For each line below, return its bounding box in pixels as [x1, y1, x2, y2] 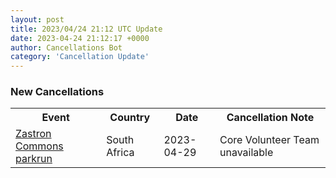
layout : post [10, 14, 65, 25]
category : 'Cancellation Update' [10, 52, 150, 62]
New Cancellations [10, 85, 105, 99]
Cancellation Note [226, 111, 315, 125]
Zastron [15, 127, 52, 141]
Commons [15, 139, 64, 153]
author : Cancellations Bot [10, 42, 123, 53]
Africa [106, 146, 135, 160]
